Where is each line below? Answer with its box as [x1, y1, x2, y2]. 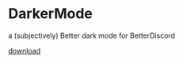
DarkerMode [8, 5, 93, 23]
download [8, 46, 41, 55]
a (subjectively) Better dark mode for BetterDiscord [8, 31, 176, 40]
